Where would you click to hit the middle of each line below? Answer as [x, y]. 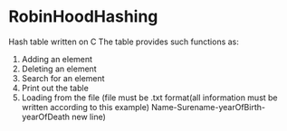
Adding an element [57, 59]
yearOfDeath [45, 117]
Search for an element [63, 78]
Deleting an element [59, 69]
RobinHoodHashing [83, 17]
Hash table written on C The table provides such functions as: [124, 42]
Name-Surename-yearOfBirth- [209, 107]
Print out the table [55, 88]
